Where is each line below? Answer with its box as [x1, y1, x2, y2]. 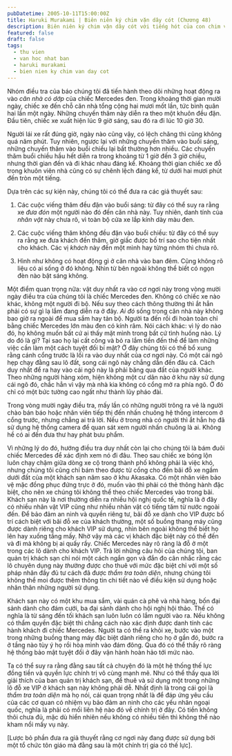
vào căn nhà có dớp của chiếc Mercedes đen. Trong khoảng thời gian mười [7, 94, 222, 102]
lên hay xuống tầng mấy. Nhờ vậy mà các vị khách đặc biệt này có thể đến [7, 531, 219, 540]
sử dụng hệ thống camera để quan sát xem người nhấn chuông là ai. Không [7, 423, 222, 431]
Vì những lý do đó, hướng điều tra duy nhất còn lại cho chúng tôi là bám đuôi [7, 444, 225, 452]
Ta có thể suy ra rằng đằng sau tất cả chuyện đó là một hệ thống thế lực [7, 661, 213, 670]
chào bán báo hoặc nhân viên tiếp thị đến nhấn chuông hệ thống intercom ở [7, 408, 223, 417]
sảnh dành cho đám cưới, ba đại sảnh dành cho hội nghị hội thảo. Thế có [7, 604, 214, 612]
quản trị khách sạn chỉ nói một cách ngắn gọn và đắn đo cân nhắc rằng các [7, 554, 222, 562]
